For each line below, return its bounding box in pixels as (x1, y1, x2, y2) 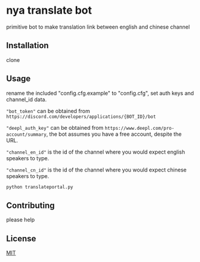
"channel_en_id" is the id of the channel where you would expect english (6, 148, 185, 155)
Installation (6, 40, 49, 51)
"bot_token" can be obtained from (6, 107, 91, 114)
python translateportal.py (6, 184, 73, 190)
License (6, 233, 36, 244)
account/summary (6, 132, 47, 138)
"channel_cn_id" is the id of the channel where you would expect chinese (6, 166, 187, 173)
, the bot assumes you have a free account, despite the (46, 130, 182, 138)
